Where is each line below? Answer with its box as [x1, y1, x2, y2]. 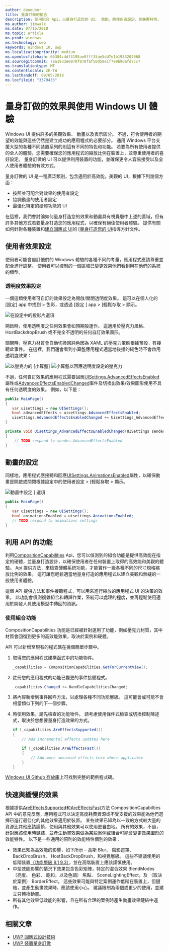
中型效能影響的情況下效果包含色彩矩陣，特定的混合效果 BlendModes [12, 866, 155, 872]
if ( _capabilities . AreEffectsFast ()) [22, 746, 101, 751]
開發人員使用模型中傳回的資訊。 [14, 601, 80, 607]
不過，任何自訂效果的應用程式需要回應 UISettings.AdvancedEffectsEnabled [5, 373, 160, 380]
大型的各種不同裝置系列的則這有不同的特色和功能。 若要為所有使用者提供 [9, 143, 161, 149]
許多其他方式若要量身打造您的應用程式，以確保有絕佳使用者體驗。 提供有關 [5, 219, 161, 225]
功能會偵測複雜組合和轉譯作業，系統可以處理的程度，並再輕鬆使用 [19, 594, 156, 600]
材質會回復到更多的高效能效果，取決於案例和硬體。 [5, 633, 111, 639]
